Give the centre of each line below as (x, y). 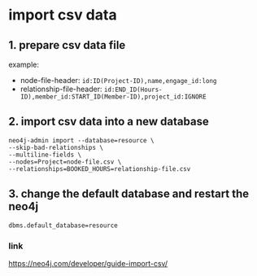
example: (24, 64)
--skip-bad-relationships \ (56, 147)
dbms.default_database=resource (63, 226)
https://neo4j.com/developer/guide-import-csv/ (88, 263)
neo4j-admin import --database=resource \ (81, 140)
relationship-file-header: (61, 89)
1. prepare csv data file (67, 45)
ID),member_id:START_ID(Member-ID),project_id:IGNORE (113, 97)
